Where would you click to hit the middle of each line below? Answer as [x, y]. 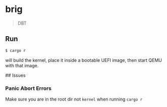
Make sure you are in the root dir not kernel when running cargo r [74, 99]
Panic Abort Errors [29, 88]
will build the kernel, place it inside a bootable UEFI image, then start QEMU [84, 60]
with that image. [22, 65]
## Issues [16, 75]
